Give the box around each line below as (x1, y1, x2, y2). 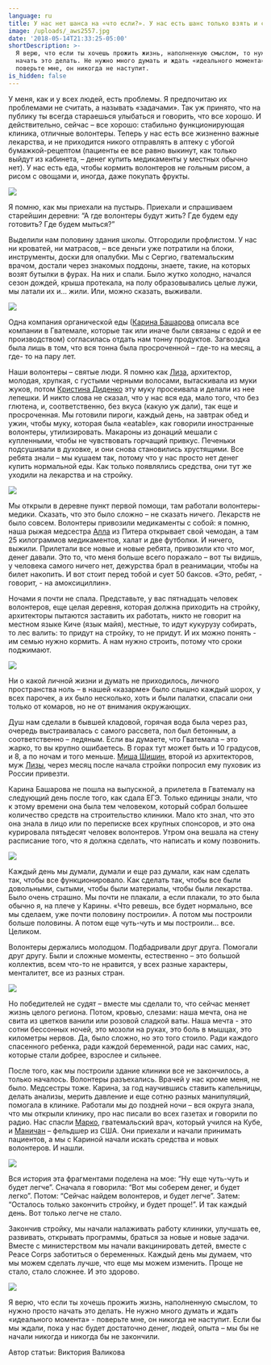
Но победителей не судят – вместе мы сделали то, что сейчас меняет (8, 999, 250, 1008)
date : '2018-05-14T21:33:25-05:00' (8, 34, 128, 43)
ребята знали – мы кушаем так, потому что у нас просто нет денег (8, 453, 239, 463)
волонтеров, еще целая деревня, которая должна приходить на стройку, (8, 602, 261, 612)
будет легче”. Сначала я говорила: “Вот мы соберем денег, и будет (8, 1182, 240, 1191)
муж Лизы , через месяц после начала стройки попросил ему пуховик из (8, 760, 261, 769)
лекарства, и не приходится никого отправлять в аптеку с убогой (8, 136, 236, 146)
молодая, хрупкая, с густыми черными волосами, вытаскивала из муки (8, 375, 257, 385)
